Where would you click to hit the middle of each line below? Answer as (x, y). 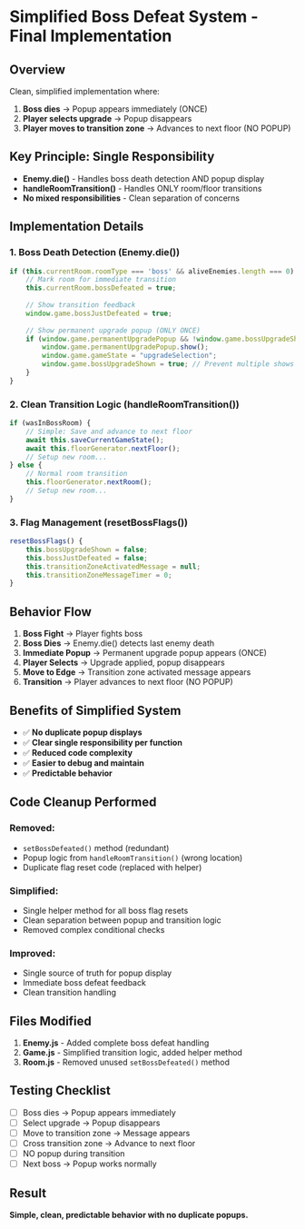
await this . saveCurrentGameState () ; (95, 440)
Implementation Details (77, 227)
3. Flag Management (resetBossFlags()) (99, 522)
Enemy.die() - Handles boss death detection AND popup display (143, 178)
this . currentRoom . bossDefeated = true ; (101, 288)
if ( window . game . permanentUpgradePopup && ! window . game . (136, 339)
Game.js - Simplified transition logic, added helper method (133, 1053)
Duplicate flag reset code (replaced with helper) (112, 867)
